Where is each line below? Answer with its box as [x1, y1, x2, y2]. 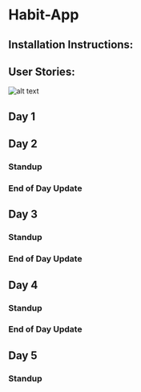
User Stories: [8, 64, 75, 78]
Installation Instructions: [8, 38, 134, 52]
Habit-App [8, 6, 79, 24]
